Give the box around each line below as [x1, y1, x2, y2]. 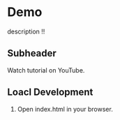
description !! [7, 27, 45, 36]
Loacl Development [7, 87, 93, 98]
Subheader [7, 47, 57, 59]
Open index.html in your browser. [17, 105, 113, 113]
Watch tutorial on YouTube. [7, 66, 85, 74]
